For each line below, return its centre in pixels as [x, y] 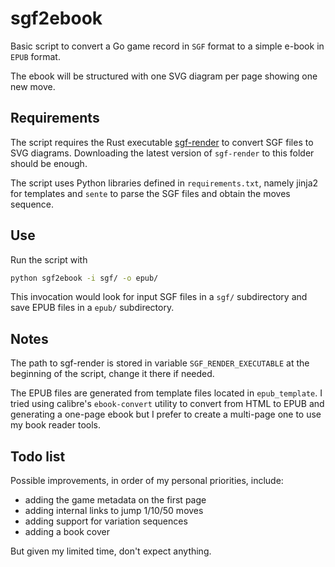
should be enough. [49, 163]
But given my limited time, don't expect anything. [111, 551]
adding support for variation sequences [106, 521]
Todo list [38, 456]
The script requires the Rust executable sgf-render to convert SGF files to [162, 142]
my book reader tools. [56, 425]
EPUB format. [35, 56]
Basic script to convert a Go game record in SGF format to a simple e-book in [167, 46]
